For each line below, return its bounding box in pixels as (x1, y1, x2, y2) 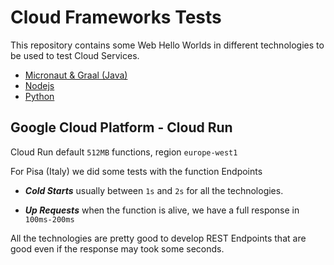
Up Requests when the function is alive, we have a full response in (24, 204, 300, 216)
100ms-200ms (24, 214, 75, 225)
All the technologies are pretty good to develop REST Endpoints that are (10, 232, 307, 244)
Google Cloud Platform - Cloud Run (10, 119, 233, 136)
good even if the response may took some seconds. (10, 242, 225, 255)
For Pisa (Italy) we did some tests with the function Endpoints (10, 165, 263, 177)
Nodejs (24, 79, 55, 91)
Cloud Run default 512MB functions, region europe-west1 (10, 146, 238, 158)
